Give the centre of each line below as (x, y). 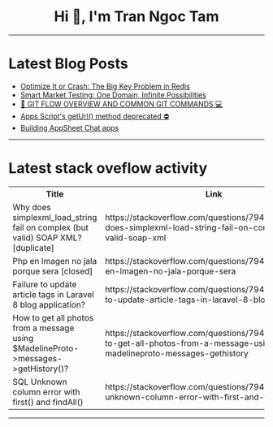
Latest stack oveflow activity (108, 168)
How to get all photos (53, 317)
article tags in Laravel (54, 294)
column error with (46, 391)
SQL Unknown (40, 382)
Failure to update (45, 284)
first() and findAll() (48, 402)
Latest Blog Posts (68, 64)
